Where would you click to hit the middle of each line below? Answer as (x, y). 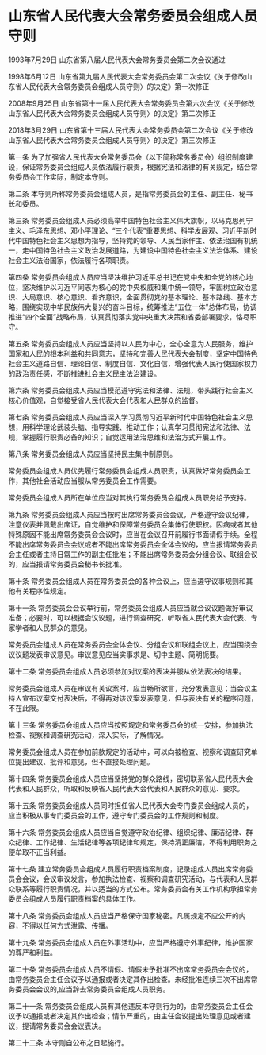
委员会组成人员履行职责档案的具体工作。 (74, 898)
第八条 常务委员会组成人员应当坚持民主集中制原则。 (92, 454)
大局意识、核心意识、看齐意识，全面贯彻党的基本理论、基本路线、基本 (136, 297)
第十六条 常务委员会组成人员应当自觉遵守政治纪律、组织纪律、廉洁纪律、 (127, 832)
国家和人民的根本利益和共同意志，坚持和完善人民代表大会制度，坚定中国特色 (133, 354)
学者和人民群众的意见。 (53, 628)
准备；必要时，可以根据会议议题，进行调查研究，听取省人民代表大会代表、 (129, 617)
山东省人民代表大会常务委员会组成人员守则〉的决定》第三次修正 (112, 140)
